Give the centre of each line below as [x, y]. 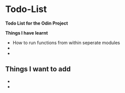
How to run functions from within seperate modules [66, 42]
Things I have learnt [27, 33]
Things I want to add [38, 69]
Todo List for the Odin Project [37, 23]
